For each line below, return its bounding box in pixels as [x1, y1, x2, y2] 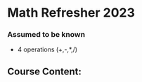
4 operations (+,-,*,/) [17, 45, 78, 54]
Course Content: [7, 65, 82, 77]
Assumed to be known [7, 30, 86, 40]
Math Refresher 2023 [7, 5, 136, 21]
